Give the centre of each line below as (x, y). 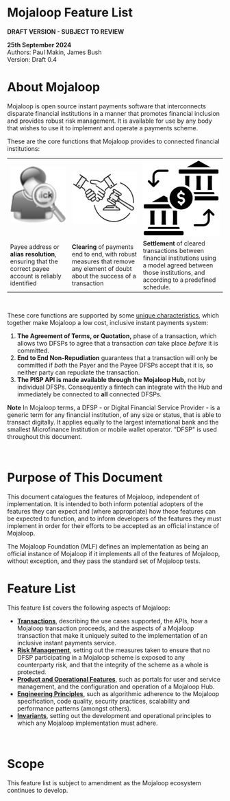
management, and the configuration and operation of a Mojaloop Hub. (116, 686)
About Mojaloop (54, 87)
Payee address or (35, 247)
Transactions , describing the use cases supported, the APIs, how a (112, 621)
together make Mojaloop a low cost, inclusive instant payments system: (108, 323)
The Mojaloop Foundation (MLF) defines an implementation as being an (108, 547)
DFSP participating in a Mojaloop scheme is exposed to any (101, 658)
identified (23, 283)
